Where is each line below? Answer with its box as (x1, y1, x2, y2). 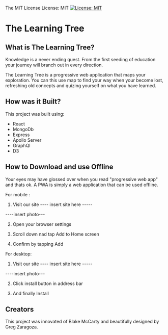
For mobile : (5, 191, 31, 197)
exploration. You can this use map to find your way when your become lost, (5, 77, 164, 83)
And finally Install (12, 290, 49, 296)
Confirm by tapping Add (12, 241, 64, 247)
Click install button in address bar (12, 280, 83, 287)
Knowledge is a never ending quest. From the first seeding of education (5, 57, 156, 62)
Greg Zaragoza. (5, 324, 38, 330)
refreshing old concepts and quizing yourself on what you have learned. (5, 83, 156, 89)
